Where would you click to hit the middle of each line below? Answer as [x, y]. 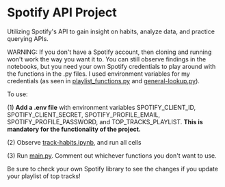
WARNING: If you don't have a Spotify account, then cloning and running [109, 52]
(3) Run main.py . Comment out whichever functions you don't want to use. [112, 156]
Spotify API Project [62, 13]
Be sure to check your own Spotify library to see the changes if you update [113, 169]
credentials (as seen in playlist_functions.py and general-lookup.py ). [104, 81]
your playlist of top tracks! [44, 176]
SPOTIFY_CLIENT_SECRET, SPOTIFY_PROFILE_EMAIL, [84, 115]
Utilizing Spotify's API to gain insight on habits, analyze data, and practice [111, 31]
